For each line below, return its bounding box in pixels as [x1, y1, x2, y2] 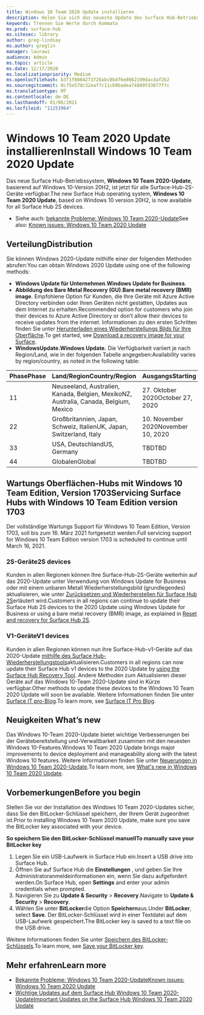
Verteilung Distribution [6, 239, 93, 249]
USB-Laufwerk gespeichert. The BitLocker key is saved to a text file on [15, 918, 191, 925]
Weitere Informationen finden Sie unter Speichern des [6, 936, 141, 943]
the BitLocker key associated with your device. [6, 823, 123, 831]
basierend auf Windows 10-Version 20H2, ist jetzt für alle [6, 184, 149, 191]
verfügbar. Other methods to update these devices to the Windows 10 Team [6, 684, 194, 691]
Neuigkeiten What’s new [6, 715, 101, 725]
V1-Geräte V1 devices [6, 632, 70, 640]
